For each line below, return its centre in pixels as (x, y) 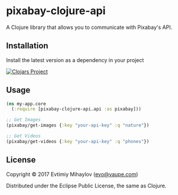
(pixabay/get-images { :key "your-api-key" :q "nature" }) (78, 125)
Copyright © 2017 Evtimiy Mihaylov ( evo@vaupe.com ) (72, 174)
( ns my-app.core (26, 104)
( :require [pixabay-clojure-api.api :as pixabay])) (77, 109)
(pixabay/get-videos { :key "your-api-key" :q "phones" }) (78, 141)
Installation (27, 46)
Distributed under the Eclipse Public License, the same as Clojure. (86, 186)
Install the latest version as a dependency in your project (75, 60)
